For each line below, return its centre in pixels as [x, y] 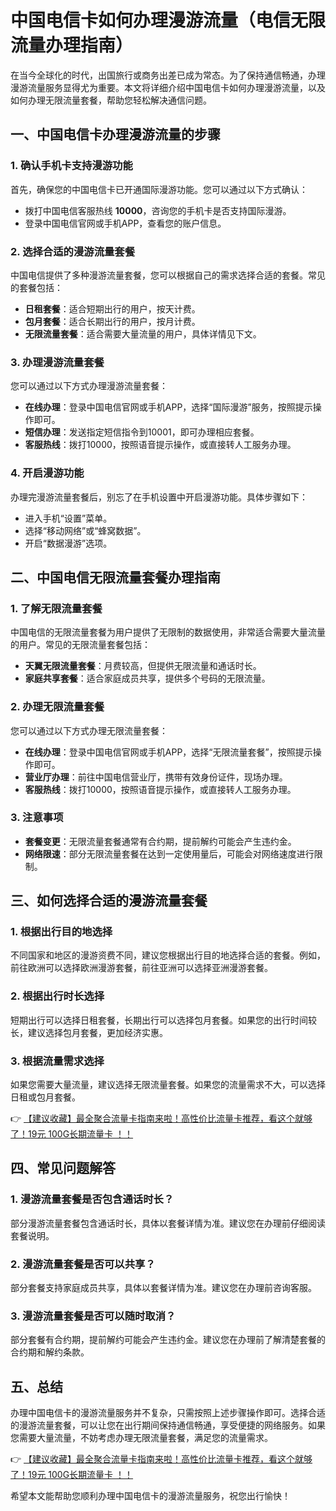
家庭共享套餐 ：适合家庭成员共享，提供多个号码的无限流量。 [147, 678]
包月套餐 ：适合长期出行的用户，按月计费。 [112, 321]
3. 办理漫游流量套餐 [57, 362]
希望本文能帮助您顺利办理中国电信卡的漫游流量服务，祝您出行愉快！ [150, 1496]
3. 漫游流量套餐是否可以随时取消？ [93, 1316]
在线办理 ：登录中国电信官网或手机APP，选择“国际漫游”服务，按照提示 [168, 407]
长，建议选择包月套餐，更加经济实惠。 [89, 1032]
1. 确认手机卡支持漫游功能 [71, 166]
